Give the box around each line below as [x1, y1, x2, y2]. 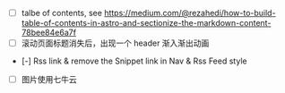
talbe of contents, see [21, 8, 102, 18]
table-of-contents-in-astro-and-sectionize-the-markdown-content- [21, 18, 272, 29]
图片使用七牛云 [21, 74, 77, 85]
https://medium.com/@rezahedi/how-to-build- [103, 8, 276, 18]
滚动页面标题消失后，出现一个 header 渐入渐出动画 [21, 38, 210, 48]
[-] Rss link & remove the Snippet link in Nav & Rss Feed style [21, 55, 247, 66]
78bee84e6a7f [21, 27, 77, 38]
